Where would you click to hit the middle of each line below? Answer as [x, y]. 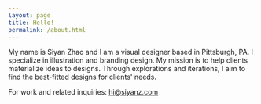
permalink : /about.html [47, 30]
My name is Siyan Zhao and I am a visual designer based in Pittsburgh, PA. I [131, 52]
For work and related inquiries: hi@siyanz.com [83, 92]
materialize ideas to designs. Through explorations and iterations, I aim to [127, 69]
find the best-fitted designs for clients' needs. [83, 77]
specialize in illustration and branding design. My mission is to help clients [128, 60]
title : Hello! [31, 23]
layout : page [29, 15]
